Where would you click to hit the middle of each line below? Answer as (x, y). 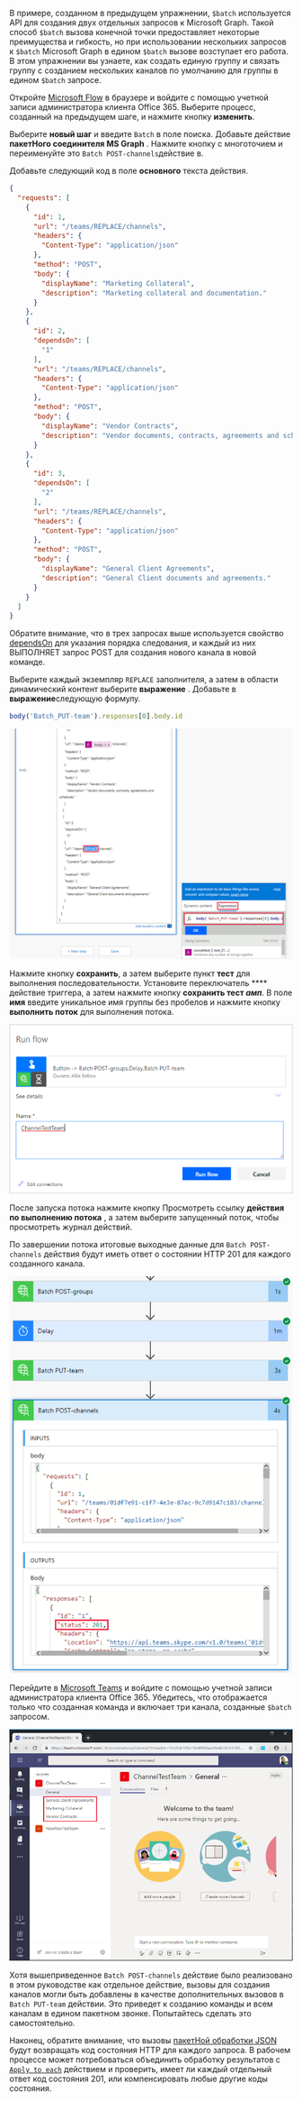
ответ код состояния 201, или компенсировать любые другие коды (138, 2079)
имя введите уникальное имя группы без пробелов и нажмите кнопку (145, 1002)
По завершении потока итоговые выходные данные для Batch (128, 1244)
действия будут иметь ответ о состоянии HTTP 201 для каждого (167, 1254)
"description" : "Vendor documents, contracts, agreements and (160, 435)
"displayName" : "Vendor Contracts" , (110, 426)
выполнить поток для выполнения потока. (92, 1011)
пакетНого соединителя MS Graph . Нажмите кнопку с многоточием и (146, 144)
